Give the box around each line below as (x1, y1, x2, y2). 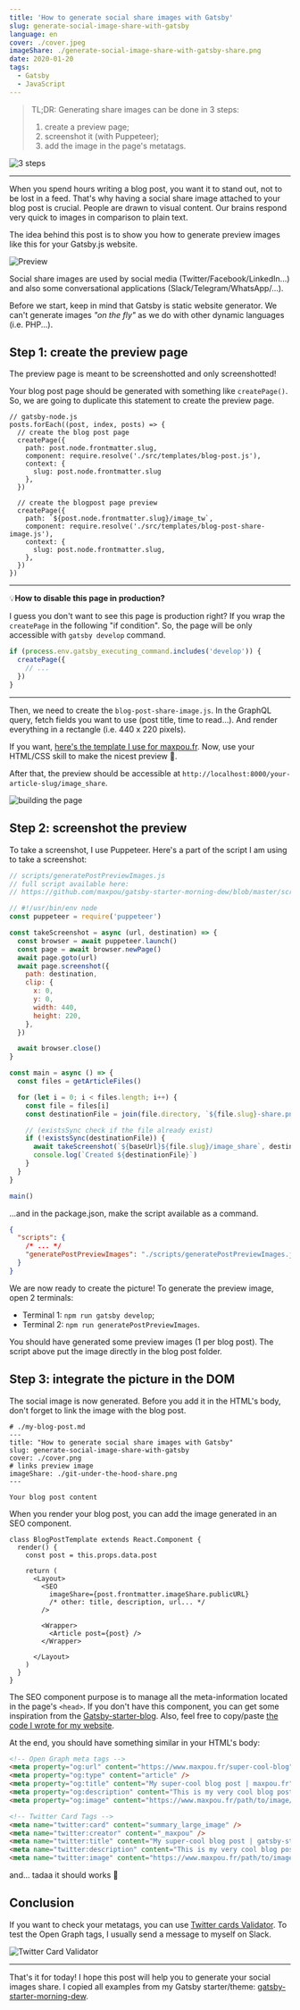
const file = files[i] (25, 1101, 110, 1110)
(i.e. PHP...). (9, 319, 54, 330)
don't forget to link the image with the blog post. (9, 1404, 187, 1416)
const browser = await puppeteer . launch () (17, 936, 178, 945)
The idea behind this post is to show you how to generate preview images (9, 229, 281, 239)
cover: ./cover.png (9, 1453, 82, 1462)
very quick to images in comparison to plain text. (9, 212, 188, 222)
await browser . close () (17, 1044, 102, 1053)
